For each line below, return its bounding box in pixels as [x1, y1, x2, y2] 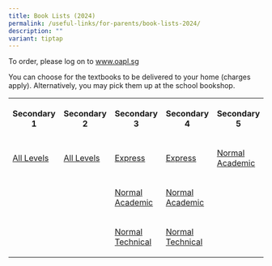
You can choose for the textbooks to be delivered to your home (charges [8, 72, 251, 82]
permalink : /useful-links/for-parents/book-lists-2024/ [8, 19, 201, 27]
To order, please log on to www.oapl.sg [8, 57, 139, 66]
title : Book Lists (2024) [8, 11, 96, 20]
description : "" [8, 27, 63, 35]
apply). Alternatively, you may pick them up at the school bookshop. [8, 81, 236, 91]
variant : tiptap [8, 34, 63, 43]
